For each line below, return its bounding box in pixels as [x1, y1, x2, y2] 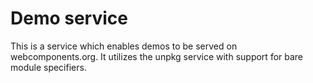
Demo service [10, 7, 128, 30]
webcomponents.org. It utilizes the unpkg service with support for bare [10, 50, 304, 62]
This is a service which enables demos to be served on [10, 40, 238, 52]
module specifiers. [10, 61, 87, 73]
